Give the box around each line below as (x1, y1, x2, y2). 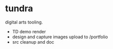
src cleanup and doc (12, 39, 54, 45)
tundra (5, 3, 34, 14)
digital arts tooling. (5, 19, 43, 25)
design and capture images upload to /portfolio (12, 34, 108, 40)
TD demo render (12, 28, 46, 34)
